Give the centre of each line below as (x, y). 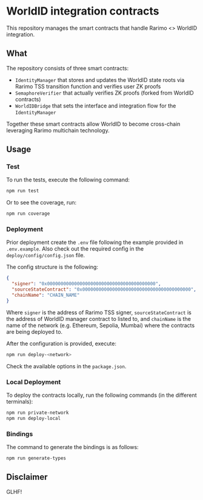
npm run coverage (28, 214)
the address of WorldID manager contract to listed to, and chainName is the (98, 319)
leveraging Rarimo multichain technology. (58, 130)
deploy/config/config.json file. (46, 255)
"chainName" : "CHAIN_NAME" (46, 296)
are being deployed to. (34, 331)
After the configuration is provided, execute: (62, 343)
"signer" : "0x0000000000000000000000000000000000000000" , (87, 284)
